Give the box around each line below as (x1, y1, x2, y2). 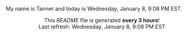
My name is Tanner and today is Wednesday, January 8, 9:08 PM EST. (5, 5, 183, 12)
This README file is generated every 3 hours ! (44, 17, 160, 23)
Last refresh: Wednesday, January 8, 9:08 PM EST (38, 23, 165, 30)
